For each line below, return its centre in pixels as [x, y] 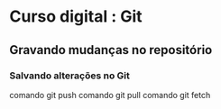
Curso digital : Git [76, 17]
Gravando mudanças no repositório [111, 50]
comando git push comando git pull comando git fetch [110, 95]
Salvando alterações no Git [70, 76]
